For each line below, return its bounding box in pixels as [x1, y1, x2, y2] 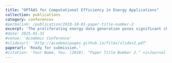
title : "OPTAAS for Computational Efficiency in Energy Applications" [5, 7, 159, 13]
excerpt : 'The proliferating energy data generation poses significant [5, 26, 161, 31]
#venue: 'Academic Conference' [5, 36, 72, 41]
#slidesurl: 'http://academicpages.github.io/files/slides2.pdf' [5, 41, 147, 46]
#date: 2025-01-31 [5, 31, 45, 36]
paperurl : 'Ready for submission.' [5, 45, 81, 50]
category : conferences [5, 17, 54, 22]
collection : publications [5, 12, 60, 17]
